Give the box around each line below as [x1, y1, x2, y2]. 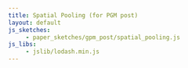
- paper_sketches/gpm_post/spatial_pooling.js [25, 33, 180, 41]
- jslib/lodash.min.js [25, 48, 100, 55]
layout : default [8, 19, 61, 27]
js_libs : [8, 41, 37, 48]
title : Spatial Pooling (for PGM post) [8, 11, 139, 20]
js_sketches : [8, 26, 51, 34]
